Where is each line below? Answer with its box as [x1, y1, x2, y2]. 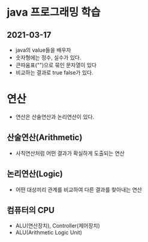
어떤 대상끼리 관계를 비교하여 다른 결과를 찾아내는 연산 [15, 186, 143, 193]
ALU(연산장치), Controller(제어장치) [15, 222, 101, 229]
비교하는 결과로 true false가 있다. [15, 69, 93, 76]
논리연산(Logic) [7, 169, 64, 179]
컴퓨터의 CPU [7, 205, 55, 215]
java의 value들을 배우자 [15, 46, 71, 53]
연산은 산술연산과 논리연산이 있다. [15, 113, 95, 120]
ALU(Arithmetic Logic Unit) [15, 229, 83, 236]
